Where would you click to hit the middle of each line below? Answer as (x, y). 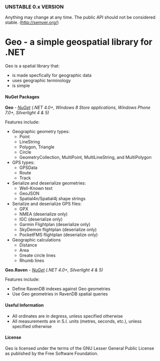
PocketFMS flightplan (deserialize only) (58, 235)
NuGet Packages (22, 97)
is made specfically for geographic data (52, 75)
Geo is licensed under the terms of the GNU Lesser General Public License (80, 348)
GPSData (28, 168)
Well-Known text (36, 189)
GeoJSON (29, 193)
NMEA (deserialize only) (43, 214)
